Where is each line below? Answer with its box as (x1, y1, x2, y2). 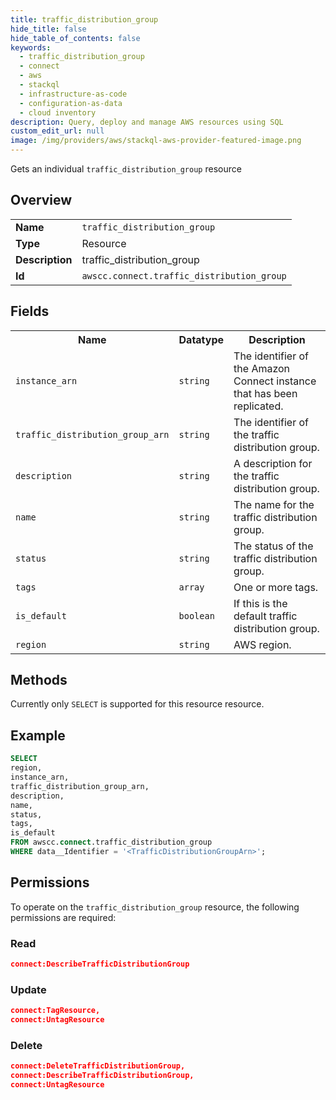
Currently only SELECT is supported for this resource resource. (10, 698, 265, 710)
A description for (233, 456, 313, 470)
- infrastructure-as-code (19, 89, 128, 99)
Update (10, 982, 47, 996)
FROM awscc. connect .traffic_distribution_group (10, 837, 213, 848)
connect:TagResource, (10, 1006, 101, 1016)
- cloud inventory (19, 107, 97, 118)
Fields (10, 303, 50, 320)
